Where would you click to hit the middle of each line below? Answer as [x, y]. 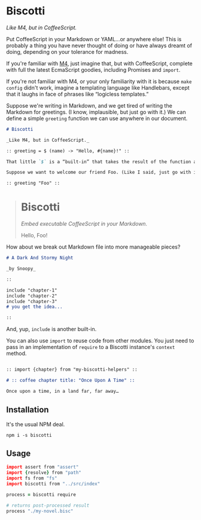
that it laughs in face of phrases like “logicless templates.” [77, 94]
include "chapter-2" [32, 296]
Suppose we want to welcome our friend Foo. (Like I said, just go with [99, 172]
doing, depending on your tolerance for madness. [67, 51]
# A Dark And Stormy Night [40, 258]
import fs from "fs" [32, 478]
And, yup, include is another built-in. [51, 329]
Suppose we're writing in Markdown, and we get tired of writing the [89, 105]
